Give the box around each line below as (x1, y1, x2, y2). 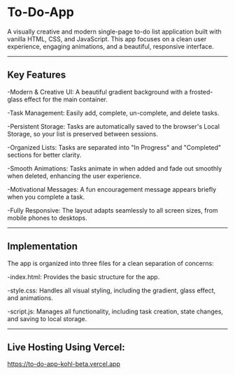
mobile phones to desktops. (7, 213, 87, 222)
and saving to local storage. (7, 314, 87, 323)
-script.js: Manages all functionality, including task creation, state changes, (7, 307, 224, 316)
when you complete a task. (7, 192, 85, 201)
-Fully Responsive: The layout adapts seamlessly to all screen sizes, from (7, 206, 218, 214)
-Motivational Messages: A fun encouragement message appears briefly (7, 185, 217, 193)
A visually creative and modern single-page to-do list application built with (7, 27, 222, 36)
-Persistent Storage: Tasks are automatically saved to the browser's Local (7, 122, 220, 130)
